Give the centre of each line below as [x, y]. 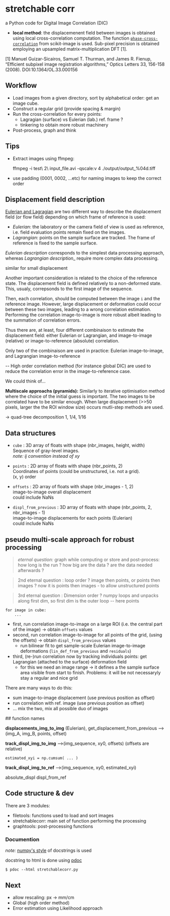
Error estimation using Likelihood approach [58, 908]
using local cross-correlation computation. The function [71, 38]
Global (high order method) [41, 903]
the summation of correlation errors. [43, 320]
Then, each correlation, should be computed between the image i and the [83, 299]
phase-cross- [144, 39]
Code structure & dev [40, 793]
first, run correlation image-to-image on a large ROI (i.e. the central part [87, 624]
